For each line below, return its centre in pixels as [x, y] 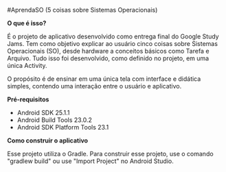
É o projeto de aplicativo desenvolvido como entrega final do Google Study [113, 36]
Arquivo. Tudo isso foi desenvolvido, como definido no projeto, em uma [108, 58]
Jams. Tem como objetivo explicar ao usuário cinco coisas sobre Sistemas [113, 44]
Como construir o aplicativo [47, 140]
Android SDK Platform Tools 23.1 [63, 127]
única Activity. [27, 65]
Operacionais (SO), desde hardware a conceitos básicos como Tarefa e [108, 51]
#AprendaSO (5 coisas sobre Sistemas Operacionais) [82, 10]
